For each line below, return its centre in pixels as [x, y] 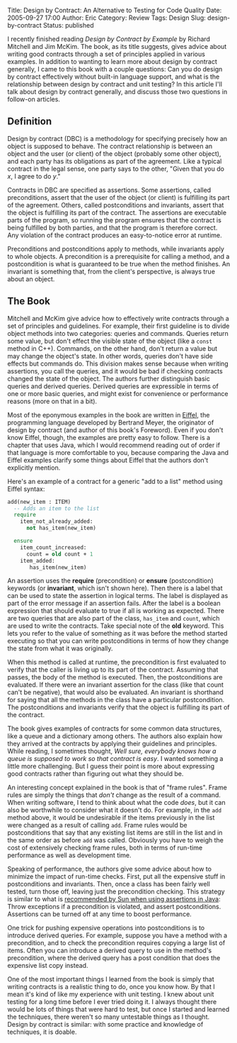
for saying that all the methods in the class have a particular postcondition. [116, 700]
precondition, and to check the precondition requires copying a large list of [116, 943]
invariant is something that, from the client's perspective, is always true [111, 271]
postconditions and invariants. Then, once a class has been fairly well [109, 884]
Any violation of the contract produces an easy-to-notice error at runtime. [115, 235]
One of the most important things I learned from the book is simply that [111, 979]
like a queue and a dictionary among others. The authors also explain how [115, 736]
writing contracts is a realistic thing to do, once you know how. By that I [111, 987]
